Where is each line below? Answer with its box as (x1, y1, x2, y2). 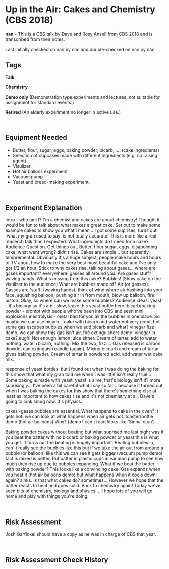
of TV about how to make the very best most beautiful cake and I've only (5, 260, 156, 266)
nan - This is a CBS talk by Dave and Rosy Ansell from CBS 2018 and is (5, 31, 153, 37)
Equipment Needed (5, 133, 67, 142)
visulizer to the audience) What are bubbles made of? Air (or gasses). (5, 281, 150, 288)
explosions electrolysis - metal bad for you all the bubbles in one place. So (5, 313, 160, 319)
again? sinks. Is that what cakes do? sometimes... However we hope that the (5, 477, 164, 483)
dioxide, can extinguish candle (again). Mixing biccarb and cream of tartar (5, 346, 159, 352)
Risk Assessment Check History (5, 555, 108, 564)
